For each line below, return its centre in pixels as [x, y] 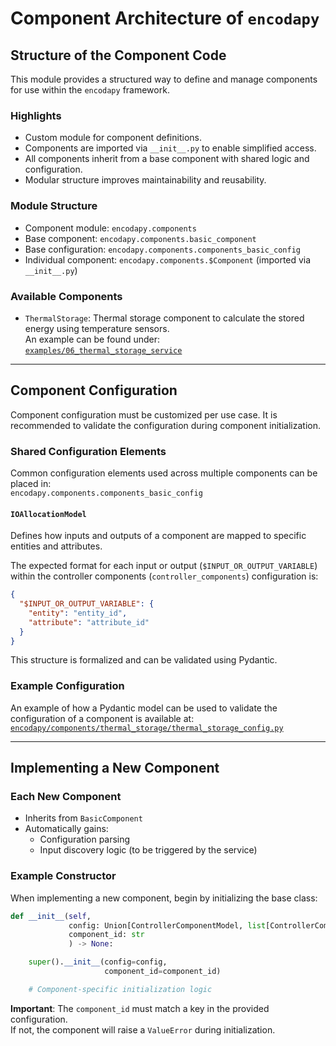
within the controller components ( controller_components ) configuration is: [164, 576]
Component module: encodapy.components [110, 228]
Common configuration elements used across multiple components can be [164, 473]
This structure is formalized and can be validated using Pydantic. [144, 660]
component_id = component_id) [163, 972]
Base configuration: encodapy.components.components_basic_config [162, 249]
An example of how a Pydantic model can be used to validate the [144, 708]
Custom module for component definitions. [113, 138]
